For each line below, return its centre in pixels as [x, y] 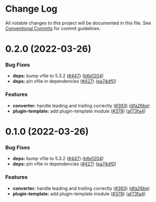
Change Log [31, 9]
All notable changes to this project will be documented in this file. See [78, 23]
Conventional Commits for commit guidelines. [53, 28]
